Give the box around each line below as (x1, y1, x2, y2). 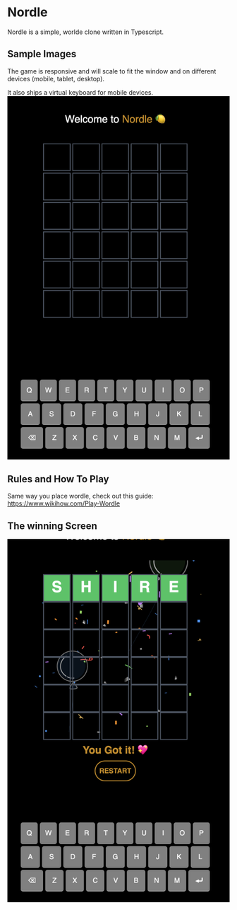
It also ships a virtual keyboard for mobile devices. (7, 88, 154, 96)
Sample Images (7, 48, 77, 60)
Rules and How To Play (7, 473, 109, 485)
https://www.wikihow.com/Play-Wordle (7, 499, 121, 508)
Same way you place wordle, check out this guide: (7, 492, 154, 501)
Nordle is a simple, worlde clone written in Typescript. (7, 28, 164, 36)
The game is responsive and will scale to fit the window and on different (7, 66, 217, 75)
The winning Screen (7, 520, 97, 532)
